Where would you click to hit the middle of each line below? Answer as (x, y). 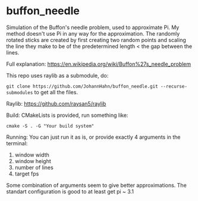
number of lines (34, 167)
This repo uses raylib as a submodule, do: (57, 75)
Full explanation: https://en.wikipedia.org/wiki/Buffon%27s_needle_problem (99, 64)
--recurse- (174, 86)
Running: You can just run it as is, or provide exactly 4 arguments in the (93, 137)
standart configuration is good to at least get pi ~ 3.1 (70, 192)
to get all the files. (56, 92)
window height (33, 161)
